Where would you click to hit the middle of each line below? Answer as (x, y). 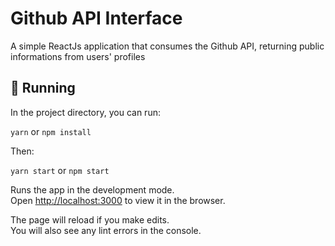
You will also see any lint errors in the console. (106, 230)
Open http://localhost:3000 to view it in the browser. (118, 200)
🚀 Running (43, 88)
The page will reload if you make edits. (90, 219)
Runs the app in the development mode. (92, 189)
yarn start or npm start (60, 170)
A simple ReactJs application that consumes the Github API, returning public (167, 46)
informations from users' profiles (78, 56)
